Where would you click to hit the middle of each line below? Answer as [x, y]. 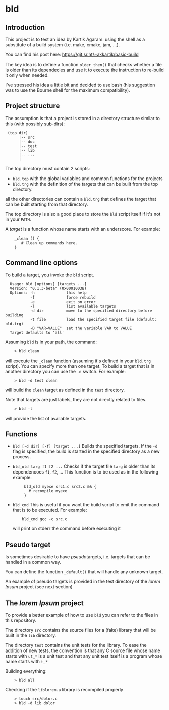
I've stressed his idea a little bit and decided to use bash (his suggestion [80, 85]
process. [22, 457]
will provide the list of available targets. [46, 418]
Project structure [33, 106]
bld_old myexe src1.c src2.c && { [60, 487]
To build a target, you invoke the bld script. [50, 275]
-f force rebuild [63, 297]
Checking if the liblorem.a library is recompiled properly [64, 690]
